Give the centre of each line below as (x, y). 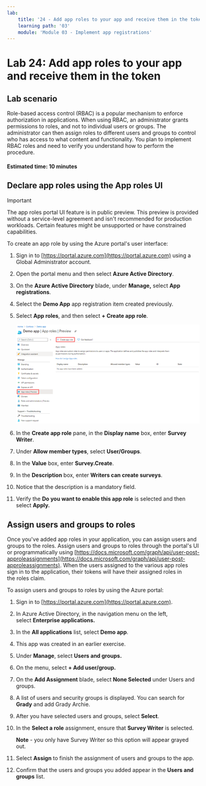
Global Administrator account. (53, 262)
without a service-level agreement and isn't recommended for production (99, 219)
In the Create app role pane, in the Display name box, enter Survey (101, 433)
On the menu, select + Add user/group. (66, 667)
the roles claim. (26, 578)
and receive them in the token (84, 76)
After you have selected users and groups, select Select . (87, 716)
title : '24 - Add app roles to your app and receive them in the (103, 19)
